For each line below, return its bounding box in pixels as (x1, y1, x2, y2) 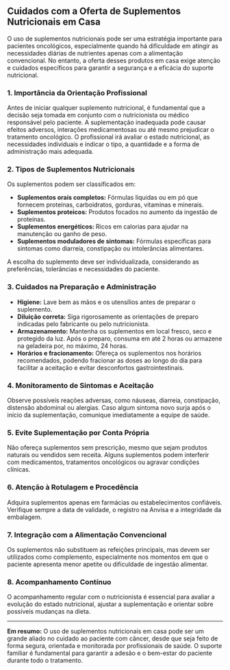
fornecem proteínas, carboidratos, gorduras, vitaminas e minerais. (16, 200, 204, 209)
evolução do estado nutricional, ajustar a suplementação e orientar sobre (7, 600, 214, 608)
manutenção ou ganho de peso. (16, 230, 107, 238)
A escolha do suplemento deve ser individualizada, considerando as (7, 257, 200, 266)
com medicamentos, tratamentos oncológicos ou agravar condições (7, 458, 200, 466)
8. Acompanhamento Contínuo (7, 577, 112, 586)
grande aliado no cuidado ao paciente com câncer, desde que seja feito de (7, 634, 218, 643)
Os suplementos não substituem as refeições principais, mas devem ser (7, 545, 210, 553)
